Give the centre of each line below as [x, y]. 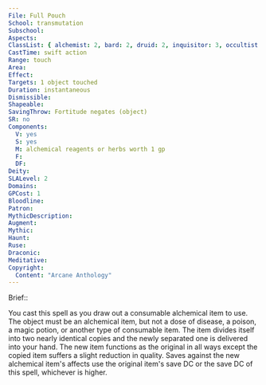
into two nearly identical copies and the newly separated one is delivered [128, 339]
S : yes [26, 141]
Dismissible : [30, 97]
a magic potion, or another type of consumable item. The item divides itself [131, 330]
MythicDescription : [41, 216]
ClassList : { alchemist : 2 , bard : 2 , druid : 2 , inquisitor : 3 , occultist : [135, 45]
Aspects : [23, 38]
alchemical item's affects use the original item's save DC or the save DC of [131, 364]
